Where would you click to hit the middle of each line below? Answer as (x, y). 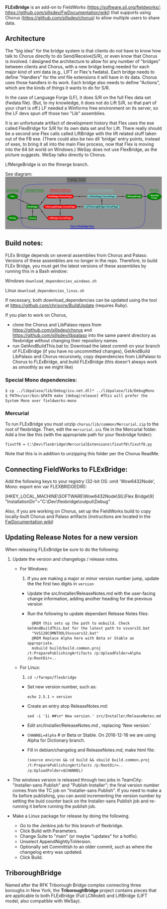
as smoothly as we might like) (43, 367)
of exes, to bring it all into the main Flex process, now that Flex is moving (80, 144)
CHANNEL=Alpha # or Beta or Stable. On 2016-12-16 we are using (91, 735)
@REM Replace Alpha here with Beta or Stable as (83, 638)
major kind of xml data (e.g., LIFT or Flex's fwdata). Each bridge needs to (80, 72)
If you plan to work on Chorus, (36, 315)
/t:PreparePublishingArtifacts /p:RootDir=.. (75, 765)
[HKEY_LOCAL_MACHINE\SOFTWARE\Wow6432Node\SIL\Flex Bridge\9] (80, 496)
